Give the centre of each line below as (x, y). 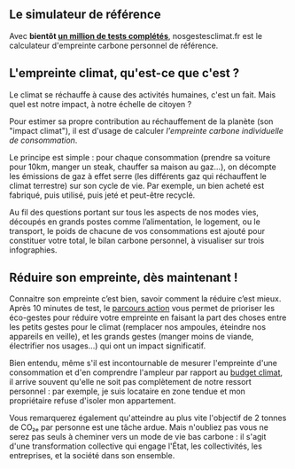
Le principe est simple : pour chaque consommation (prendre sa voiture (140, 157)
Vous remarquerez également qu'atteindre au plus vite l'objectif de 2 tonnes (148, 418)
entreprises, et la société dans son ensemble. (92, 456)
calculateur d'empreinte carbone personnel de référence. (114, 45)
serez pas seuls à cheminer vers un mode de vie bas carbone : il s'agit (138, 437)
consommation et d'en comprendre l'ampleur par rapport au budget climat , (146, 372)
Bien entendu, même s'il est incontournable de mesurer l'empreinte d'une (143, 363)
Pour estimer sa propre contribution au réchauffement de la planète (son (141, 121)
